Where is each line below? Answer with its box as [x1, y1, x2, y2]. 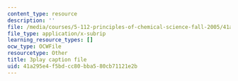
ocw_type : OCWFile [7, 43, 62, 50]
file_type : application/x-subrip [7, 30, 106, 37]
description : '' [7, 17, 55, 24]
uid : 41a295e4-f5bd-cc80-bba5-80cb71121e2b [7, 63, 138, 70]
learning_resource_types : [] [7, 37, 93, 44]
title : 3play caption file [7, 56, 87, 63]
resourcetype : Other [7, 50, 69, 57]
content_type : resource [7, 10, 78, 18]
